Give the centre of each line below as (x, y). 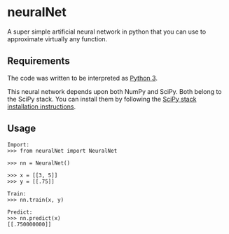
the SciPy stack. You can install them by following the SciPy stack (102, 99)
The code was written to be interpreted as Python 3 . (82, 78)
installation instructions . (42, 106)
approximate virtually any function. (57, 39)
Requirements (39, 61)
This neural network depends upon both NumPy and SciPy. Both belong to (114, 91)
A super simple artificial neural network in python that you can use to (107, 32)
